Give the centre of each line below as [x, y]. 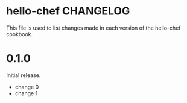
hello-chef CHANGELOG [68, 11]
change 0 [27, 87]
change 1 [26, 93]
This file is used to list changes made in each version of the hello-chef [93, 28]
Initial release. [24, 75]
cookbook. [20, 34]
